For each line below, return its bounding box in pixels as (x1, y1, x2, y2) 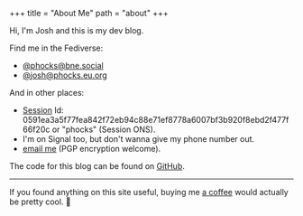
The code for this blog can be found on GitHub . (9, 161, 185, 171)
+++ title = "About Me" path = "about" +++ (9, 8, 169, 18)
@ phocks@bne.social (22, 61, 104, 70)
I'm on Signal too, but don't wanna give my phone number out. (22, 134, 255, 144)
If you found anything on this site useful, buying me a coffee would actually (9, 187, 289, 197)
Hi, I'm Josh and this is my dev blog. (9, 25, 144, 35)
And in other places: (9, 88, 85, 98)
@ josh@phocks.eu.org (22, 70, 108, 80)
